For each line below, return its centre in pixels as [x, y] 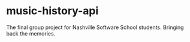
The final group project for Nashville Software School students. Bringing [95, 27]
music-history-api [52, 11]
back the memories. [31, 33]
